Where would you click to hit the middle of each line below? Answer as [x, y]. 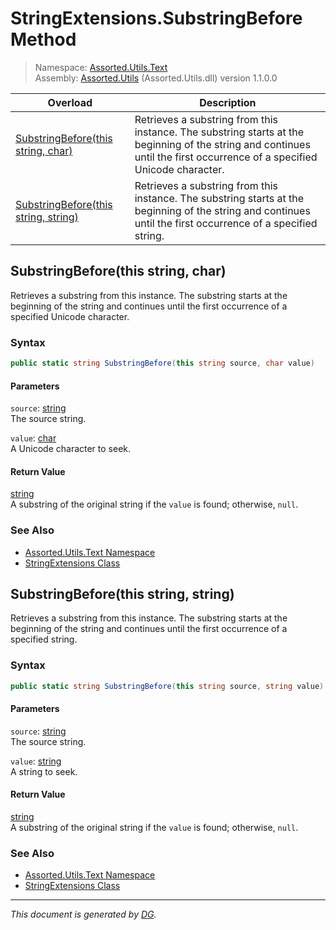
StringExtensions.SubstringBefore [156, 18]
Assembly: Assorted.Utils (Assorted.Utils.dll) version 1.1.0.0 [156, 78]
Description [228, 102]
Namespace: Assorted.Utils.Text [101, 67]
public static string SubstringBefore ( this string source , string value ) [167, 686]
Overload [70, 102]
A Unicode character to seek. [71, 449]
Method [43, 39]
